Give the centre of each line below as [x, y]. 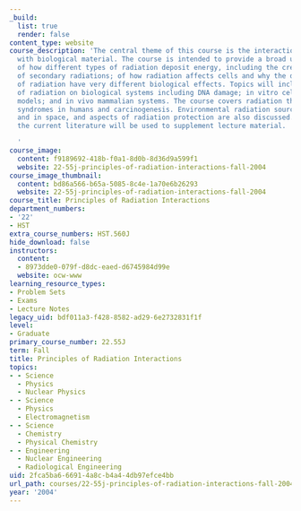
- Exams [24, 300]
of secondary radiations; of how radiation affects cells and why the [152, 76]
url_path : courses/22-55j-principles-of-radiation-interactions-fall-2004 [152, 484]
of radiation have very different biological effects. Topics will [146, 84]
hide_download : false [50, 242]
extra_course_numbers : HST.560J [69, 234]
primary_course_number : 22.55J [68, 342]
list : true [38, 26]
